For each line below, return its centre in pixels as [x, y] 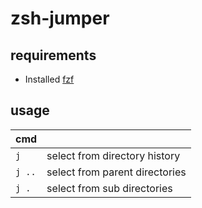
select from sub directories [109, 188]
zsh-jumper [60, 18]
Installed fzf [49, 79]
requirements [53, 55]
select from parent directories [116, 172]
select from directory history [113, 155]
